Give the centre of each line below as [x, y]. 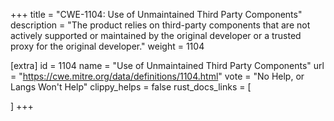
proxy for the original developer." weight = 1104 [107, 46]
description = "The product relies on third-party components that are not [160, 25]
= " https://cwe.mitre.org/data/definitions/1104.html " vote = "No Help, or [157, 76]
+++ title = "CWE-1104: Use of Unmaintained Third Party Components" [156, 14]
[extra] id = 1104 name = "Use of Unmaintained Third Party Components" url [167, 65]
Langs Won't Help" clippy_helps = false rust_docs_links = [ [131, 87]
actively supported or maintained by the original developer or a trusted [156, 35]
